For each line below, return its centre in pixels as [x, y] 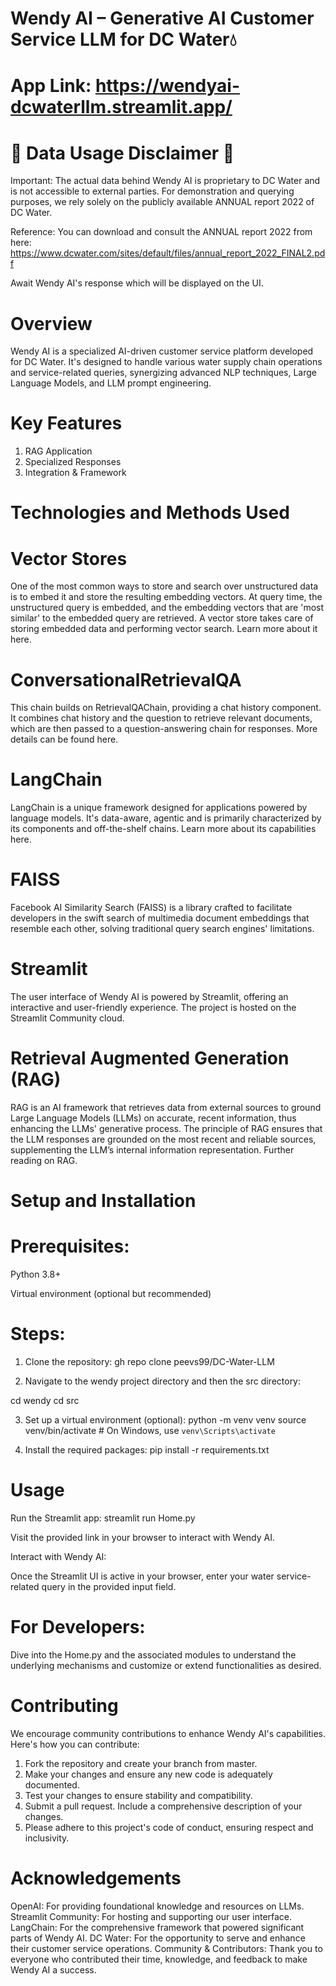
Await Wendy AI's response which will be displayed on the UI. [137, 283]
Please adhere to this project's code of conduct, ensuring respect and [169, 1827]
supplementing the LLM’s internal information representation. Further [152, 1150]
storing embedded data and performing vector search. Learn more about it [164, 629]
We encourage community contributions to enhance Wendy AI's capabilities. [168, 1733]
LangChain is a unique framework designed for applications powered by [159, 808]
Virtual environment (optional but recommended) [111, 1294]
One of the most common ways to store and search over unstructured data [164, 586]
